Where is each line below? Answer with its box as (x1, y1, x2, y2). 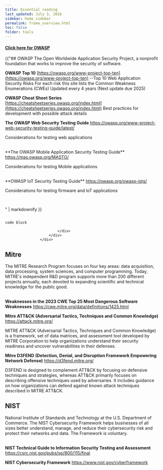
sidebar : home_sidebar (5, 16, 51, 21)
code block (5, 220, 27, 225)
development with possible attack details (5, 110, 87, 117)
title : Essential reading (5, 7, 57, 12)
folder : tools (5, 30, 34, 35)
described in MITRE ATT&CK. (5, 388, 64, 394)
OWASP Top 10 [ (5, 70, 39, 76)
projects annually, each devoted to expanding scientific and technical (5, 279, 145, 285)
